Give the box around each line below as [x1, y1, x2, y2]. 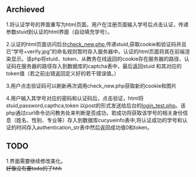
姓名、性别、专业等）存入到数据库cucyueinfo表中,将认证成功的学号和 [16, 116, 183, 123]
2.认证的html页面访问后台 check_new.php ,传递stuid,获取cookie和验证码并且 [6, 40, 187, 47]
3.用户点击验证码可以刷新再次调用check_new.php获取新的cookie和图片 [6, 82, 177, 89]
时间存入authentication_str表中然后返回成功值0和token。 [16, 124, 153, 131]
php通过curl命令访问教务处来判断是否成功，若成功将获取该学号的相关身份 [6, 109, 183, 116]
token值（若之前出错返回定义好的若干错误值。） [6, 70, 120, 77]
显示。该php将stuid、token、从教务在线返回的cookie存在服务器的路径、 [10, 55, 185, 62]
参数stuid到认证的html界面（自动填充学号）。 [6, 28, 113, 35]
